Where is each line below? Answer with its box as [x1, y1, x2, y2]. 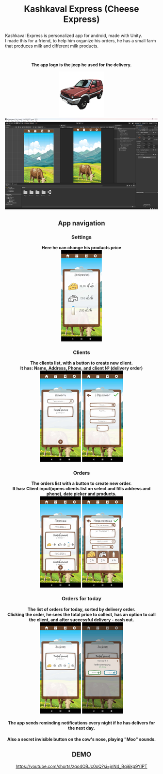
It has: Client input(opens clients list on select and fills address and [12, 486, 151, 492]
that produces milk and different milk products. [5, 43, 98, 49]
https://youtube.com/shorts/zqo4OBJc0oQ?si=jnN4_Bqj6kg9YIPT [16, 763, 147, 769]
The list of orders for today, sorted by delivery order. [27, 606, 136, 612]
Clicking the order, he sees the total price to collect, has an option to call [7, 611, 156, 617]
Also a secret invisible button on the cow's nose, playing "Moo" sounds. [7, 736, 156, 742]
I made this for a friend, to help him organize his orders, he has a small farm [5, 38, 156, 44]
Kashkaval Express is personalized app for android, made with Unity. [5, 33, 142, 38]
